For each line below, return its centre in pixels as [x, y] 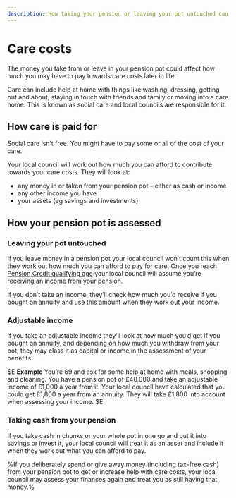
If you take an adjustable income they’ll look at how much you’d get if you [114, 336]
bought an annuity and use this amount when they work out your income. [113, 302]
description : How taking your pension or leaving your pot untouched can [118, 14]
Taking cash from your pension [62, 420]
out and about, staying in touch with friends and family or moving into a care [118, 97]
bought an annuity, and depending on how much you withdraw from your [113, 344]
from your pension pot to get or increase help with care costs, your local [112, 472]
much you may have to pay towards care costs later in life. [92, 75]
